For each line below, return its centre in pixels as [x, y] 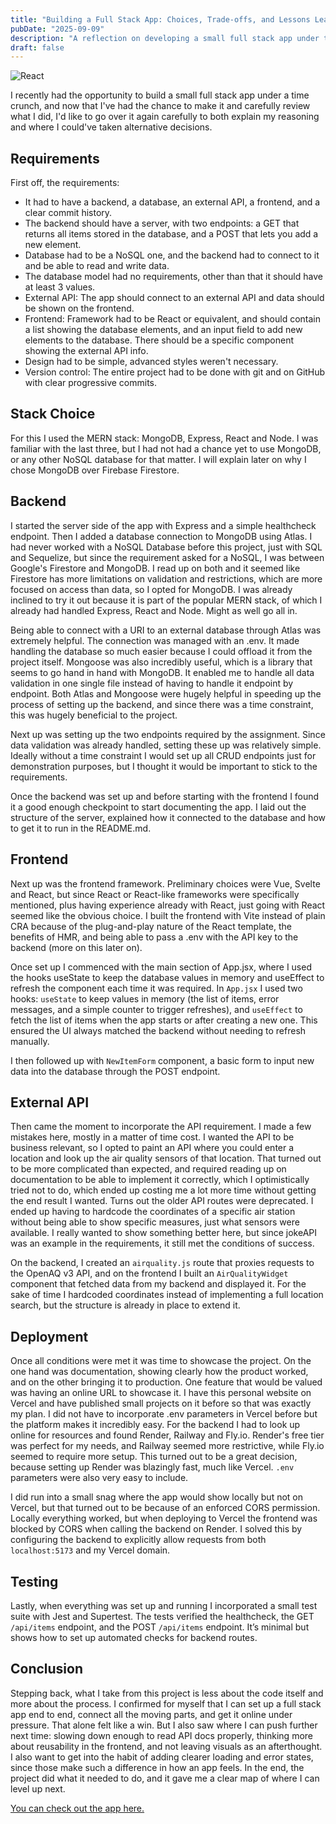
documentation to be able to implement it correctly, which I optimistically [160, 1180]
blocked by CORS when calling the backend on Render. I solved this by [156, 1529]
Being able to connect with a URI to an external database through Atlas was [166, 630]
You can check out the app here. [77, 1808]
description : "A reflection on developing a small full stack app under [165, 38]
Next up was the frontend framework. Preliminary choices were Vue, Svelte [165, 883]
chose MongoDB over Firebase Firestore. [95, 470]
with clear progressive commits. [91, 383]
